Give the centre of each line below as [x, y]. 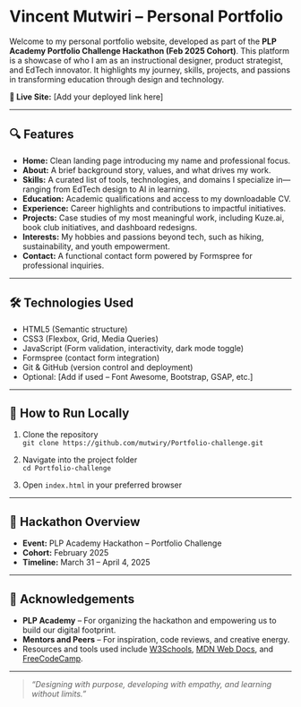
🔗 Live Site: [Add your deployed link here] [86, 97]
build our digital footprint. [69, 630]
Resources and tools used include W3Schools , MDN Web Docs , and [148, 649]
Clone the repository [60, 435]
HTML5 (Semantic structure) [75, 329]
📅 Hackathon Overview [75, 522]
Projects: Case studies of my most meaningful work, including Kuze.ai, [153, 218]
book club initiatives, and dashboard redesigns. [110, 227]
